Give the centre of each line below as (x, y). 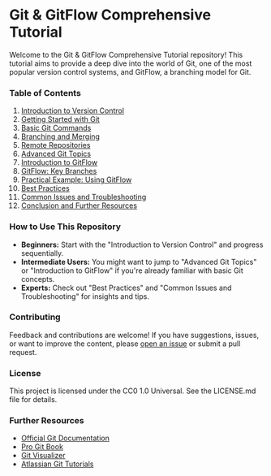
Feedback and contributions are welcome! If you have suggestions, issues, (134, 335)
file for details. (33, 400)
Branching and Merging (60, 136)
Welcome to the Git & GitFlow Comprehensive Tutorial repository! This (126, 54)
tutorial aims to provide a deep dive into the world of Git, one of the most (131, 63)
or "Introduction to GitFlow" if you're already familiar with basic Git (132, 270)
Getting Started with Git (60, 119)
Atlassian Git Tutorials (57, 464)
